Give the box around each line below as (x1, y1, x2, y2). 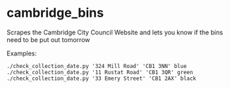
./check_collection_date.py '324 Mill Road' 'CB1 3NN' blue (6, 62, 188, 69)
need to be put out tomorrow (6, 35, 90, 43)
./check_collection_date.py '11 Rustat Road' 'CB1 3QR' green (6, 69, 193, 76)
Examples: (6, 49, 37, 57)
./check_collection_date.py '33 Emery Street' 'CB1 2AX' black (6, 75, 197, 82)
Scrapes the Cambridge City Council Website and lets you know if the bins (6, 28, 224, 36)
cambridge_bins (6, 5, 104, 21)
